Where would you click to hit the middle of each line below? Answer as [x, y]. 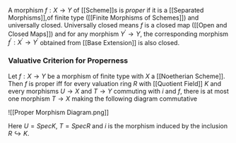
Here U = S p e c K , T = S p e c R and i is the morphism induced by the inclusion [118, 125]
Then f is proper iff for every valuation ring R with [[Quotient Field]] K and [115, 83]
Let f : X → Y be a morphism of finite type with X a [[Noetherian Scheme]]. [117, 76]
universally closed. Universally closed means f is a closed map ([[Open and [118, 25]
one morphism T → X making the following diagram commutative [102, 99]
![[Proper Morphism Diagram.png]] [58, 112]
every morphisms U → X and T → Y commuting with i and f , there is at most [118, 91]
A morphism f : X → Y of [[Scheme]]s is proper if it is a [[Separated [106, 10]
